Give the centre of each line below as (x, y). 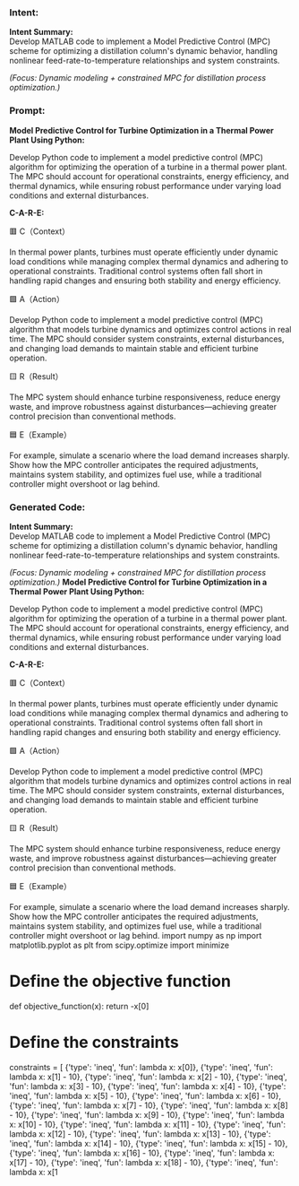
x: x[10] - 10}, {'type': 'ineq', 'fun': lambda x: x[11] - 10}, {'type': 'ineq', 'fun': (148, 1124)
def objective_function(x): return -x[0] (79, 1006)
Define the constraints (94, 1043)
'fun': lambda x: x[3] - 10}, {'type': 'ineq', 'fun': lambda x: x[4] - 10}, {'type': (148, 1086)
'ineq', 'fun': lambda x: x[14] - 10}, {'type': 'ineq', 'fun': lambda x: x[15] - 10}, (149, 1143)
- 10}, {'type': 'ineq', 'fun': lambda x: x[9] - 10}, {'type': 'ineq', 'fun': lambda (147, 1114)
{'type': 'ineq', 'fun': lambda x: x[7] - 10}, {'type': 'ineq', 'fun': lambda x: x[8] (149, 1105)
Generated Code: (47, 506)
